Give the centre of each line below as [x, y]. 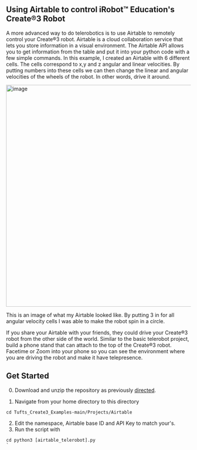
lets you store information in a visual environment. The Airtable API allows [95, 45]
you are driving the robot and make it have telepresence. [74, 357]
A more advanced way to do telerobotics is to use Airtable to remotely [90, 33]
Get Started [28, 376]
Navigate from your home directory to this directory [77, 401]
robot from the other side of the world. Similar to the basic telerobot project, [98, 339]
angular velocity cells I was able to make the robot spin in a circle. [86, 321]
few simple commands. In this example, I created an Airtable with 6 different [98, 57]
